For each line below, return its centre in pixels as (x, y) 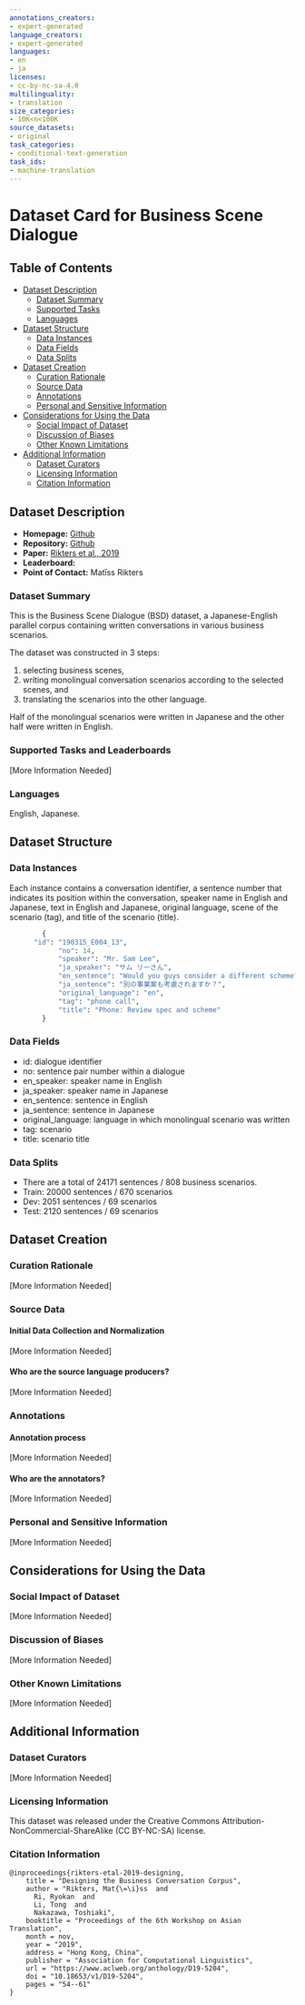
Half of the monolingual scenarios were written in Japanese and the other (147, 717)
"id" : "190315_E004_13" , (80, 942)
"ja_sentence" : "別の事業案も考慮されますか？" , (142, 985)
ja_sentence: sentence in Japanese (89, 1109)
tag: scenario (47, 1129)
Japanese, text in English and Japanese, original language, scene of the (144, 907)
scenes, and (45, 690)
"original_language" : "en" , (111, 993)
